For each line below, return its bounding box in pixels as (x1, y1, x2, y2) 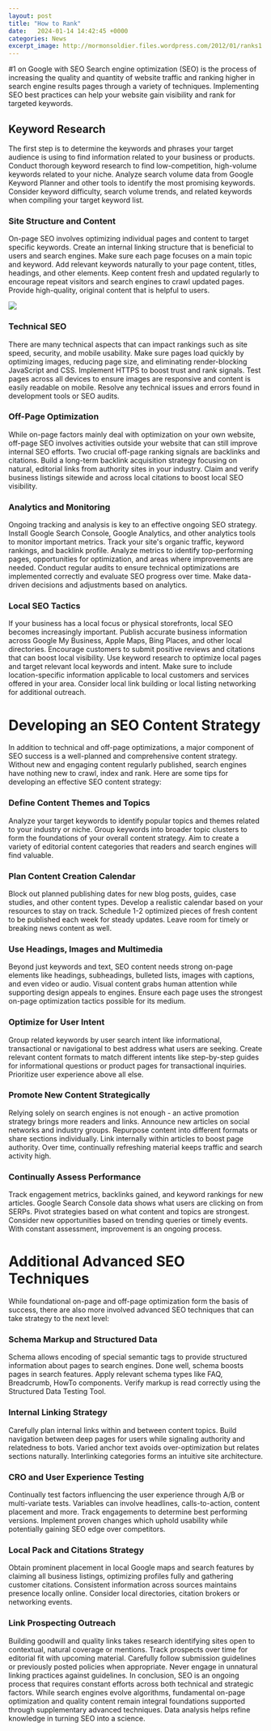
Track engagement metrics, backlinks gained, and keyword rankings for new (8, 1190, 264, 1200)
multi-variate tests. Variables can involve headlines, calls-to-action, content (8, 1498, 260, 1507)
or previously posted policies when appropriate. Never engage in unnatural (8, 1661, 258, 1671)
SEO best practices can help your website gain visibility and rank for (8, 90, 236, 100)
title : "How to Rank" (8, 19, 82, 28)
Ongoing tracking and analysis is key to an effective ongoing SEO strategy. (8, 520, 257, 530)
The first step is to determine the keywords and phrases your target (8, 143, 234, 153)
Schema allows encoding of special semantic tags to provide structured (8, 1352, 248, 1362)
